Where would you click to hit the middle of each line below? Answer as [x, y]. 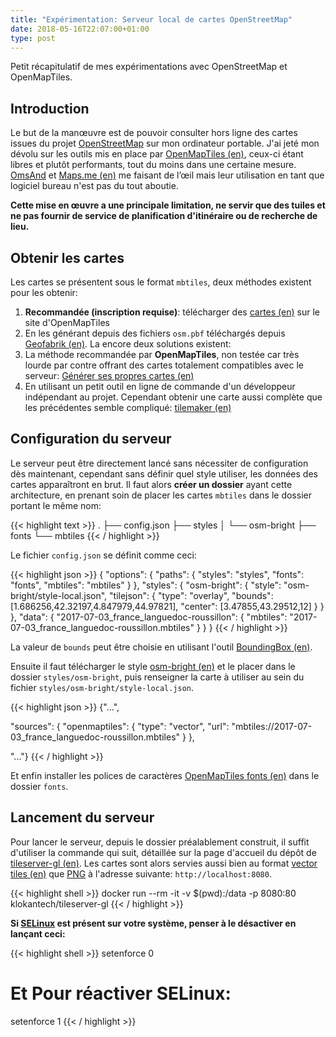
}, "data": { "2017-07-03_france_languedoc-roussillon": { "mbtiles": [149, 617]
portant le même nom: [56, 505]
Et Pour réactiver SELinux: [121, 993]
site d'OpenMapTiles [67, 322]
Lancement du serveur [82, 817]
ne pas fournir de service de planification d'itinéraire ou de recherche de [164, 216]
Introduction [50, 108]
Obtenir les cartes [67, 257]
